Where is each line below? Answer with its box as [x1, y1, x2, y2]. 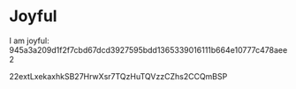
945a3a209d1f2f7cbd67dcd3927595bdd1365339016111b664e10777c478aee [9, 44, 288, 55]
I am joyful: [9, 35, 50, 46]
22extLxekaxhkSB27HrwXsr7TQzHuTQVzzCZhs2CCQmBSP [9, 70, 228, 81]
